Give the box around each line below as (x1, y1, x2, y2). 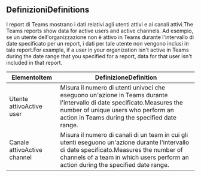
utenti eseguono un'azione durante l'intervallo (60, 138, 190, 146)
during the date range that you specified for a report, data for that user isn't (6, 52, 193, 59)
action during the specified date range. (60, 160, 169, 169)
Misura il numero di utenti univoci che (60, 83, 166, 92)
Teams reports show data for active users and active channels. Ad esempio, (6, 27, 193, 34)
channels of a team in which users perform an (60, 153, 190, 161)
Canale (9, 138, 29, 146)
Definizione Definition (95, 73, 157, 82)
